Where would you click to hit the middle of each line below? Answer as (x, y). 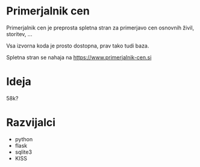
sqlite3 (23, 152)
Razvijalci (31, 123)
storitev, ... (19, 34)
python (24, 139)
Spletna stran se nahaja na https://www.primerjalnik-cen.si (79, 57)
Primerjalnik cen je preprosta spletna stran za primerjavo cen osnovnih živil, (100, 28)
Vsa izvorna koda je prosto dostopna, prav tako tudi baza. (78, 46)
